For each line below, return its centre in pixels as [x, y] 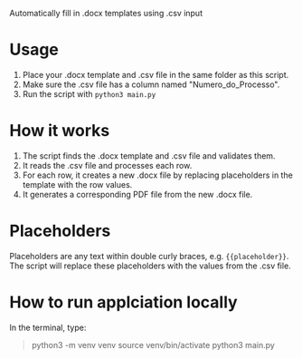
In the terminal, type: [48, 327]
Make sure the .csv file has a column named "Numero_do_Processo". [151, 84]
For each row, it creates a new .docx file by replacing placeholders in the [158, 175]
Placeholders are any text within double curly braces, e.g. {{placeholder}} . [149, 256]
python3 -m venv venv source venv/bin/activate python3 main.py [153, 344]
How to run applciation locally [123, 302]
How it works [60, 131]
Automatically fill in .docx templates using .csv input [106, 13]
